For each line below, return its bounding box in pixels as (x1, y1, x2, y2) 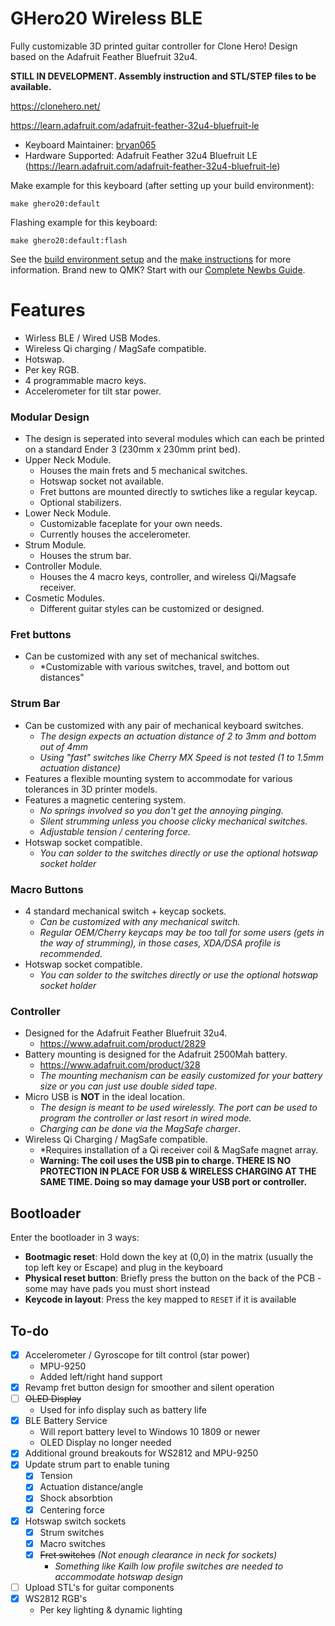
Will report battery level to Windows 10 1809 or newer (39, 1426, 261, 1438)
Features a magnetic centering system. (24, 793, 187, 806)
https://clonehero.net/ (10, 100, 101, 112)
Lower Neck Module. (24, 507, 112, 519)
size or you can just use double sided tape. (39, 1080, 218, 1092)
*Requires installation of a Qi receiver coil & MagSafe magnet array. (39, 1144, 319, 1156)
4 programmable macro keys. (24, 374, 147, 386)
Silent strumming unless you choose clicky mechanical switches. (39, 815, 308, 827)
